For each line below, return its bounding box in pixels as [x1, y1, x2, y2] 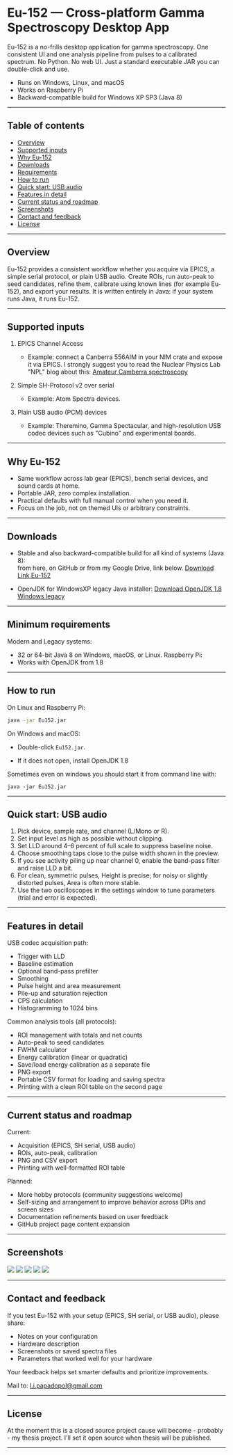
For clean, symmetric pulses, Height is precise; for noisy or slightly [17, 871, 208, 880]
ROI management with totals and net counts [17, 1031, 143, 1040]
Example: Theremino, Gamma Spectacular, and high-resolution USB [27, 422, 221, 430]
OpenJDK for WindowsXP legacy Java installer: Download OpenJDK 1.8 [17, 585, 222, 593]
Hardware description [17, 1339, 80, 1348]
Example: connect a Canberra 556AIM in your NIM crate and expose [27, 353, 223, 361]
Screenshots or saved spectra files [17, 1346, 117, 1355]
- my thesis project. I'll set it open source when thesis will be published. [7, 1433, 212, 1442]
